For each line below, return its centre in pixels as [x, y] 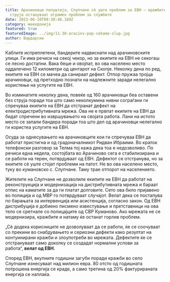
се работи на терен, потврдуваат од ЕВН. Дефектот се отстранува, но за [84, 158]
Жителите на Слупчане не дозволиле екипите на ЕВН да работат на [79, 179]
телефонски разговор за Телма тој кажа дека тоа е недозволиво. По [79, 148]
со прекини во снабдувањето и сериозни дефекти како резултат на [78, 232]
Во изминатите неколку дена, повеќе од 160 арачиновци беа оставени [82, 95]
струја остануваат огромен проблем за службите [61, 15]
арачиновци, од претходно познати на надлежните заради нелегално [81, 80]
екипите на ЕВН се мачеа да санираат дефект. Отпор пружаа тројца [79, 74]
